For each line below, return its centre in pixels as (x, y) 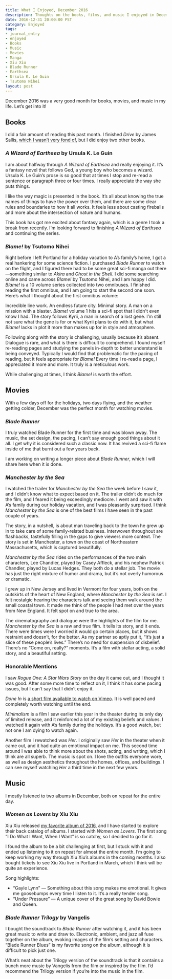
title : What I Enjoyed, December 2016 (47, 10)
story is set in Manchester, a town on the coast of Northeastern (72, 542)
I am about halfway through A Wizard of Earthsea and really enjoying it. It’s (84, 164)
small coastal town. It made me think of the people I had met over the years (85, 605)
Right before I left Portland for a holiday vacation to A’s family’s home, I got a (86, 258)
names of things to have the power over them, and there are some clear (81, 201)
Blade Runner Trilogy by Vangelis (48, 918)
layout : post (19, 86)
